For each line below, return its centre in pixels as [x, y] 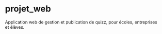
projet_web [28, 9]
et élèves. [15, 27]
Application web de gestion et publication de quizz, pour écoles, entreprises [81, 22]
